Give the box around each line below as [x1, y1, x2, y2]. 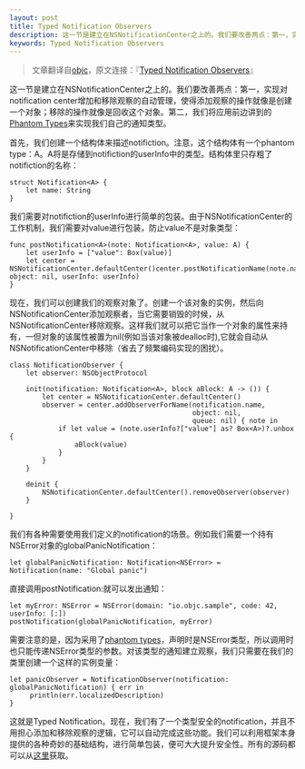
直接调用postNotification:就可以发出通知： [9, 583, 168, 595]
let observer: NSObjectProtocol [25, 369, 148, 378]
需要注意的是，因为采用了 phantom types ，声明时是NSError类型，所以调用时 [9, 635, 295, 646]
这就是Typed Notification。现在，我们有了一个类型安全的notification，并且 [9, 716, 288, 727]
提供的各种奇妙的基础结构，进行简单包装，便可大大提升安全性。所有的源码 [9, 739, 288, 750]
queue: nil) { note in [192, 417, 279, 426]
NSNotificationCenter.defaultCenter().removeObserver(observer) [42, 488, 290, 498]
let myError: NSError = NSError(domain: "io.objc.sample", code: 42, [9, 601, 279, 611]
